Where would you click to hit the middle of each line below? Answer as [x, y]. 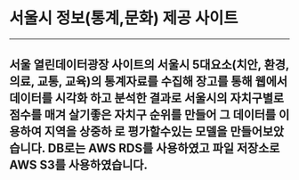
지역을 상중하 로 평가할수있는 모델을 [136, 131]
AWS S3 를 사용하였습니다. [79, 165]
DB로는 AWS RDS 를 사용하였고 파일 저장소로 [164, 148]
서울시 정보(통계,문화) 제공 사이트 [124, 18]
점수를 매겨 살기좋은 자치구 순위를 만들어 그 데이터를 [143, 115]
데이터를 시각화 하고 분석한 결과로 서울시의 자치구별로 [147, 98]
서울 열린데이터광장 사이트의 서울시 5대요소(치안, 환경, [149, 65]
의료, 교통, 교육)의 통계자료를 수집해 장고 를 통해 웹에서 [148, 82]
